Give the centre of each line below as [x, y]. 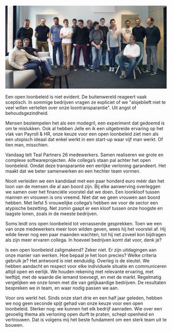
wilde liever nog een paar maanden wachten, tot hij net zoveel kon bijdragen [86, 235]
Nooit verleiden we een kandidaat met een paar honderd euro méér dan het [85, 181]
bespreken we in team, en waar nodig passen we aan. [62, 288]
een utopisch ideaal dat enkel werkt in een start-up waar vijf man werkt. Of [84, 139]
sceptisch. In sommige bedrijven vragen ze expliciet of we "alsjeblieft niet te [86, 102]
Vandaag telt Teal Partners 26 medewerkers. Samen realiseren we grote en [84, 155]
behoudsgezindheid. [27, 113]
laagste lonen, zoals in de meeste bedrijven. [52, 214]
